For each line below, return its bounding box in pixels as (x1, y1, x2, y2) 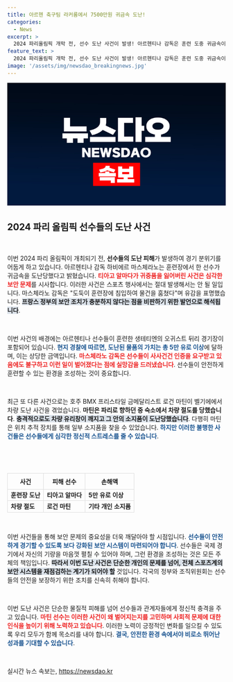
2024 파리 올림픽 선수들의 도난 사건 (7, 221, 151, 232)
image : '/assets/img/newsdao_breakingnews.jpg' (7, 62, 148, 69)
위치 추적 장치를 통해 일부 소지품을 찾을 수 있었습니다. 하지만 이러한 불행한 (14, 423, 214, 432)
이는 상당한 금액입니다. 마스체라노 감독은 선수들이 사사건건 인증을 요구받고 (16, 352, 215, 360)
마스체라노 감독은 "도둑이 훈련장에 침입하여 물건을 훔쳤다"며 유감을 (21, 289, 202, 298)
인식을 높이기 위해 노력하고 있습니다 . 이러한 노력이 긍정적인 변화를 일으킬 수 (7, 621, 209, 629)
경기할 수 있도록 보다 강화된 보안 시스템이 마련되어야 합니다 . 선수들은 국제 (19, 541, 216, 549)
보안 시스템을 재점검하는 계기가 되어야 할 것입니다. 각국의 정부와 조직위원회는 (7, 567, 214, 575)
